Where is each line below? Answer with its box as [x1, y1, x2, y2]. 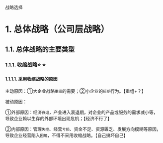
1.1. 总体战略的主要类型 [5, 45, 75, 53]
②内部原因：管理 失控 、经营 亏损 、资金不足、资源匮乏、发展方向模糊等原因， [5, 126, 162, 132]
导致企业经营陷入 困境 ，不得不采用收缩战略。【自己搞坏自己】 [5, 132, 128, 138]
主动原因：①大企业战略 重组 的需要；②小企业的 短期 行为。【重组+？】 [5, 88, 146, 94]
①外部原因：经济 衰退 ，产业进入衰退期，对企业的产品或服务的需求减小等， [5, 109, 158, 115]
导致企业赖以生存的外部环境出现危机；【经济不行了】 [5, 115, 112, 121]
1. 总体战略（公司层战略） [5, 24, 110, 35]
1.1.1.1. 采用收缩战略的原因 [5, 76, 58, 82]
